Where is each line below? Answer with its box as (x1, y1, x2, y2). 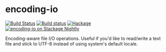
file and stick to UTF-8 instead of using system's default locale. (5, 40, 138, 46)
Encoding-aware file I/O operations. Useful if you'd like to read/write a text (5, 35, 161, 41)
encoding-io (5, 4, 58, 15)
